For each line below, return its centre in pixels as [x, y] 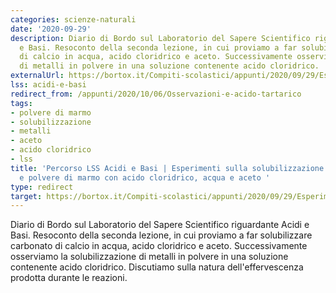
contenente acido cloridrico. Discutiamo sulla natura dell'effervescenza [157, 267]
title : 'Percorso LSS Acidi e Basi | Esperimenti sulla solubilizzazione [167, 168]
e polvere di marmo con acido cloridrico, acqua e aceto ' [145, 177]
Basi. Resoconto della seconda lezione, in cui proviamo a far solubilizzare [161, 235]
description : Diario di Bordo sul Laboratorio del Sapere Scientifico [160, 38]
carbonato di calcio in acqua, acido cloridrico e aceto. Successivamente [159, 246]
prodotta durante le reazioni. [69, 278]
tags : [21, 103]
